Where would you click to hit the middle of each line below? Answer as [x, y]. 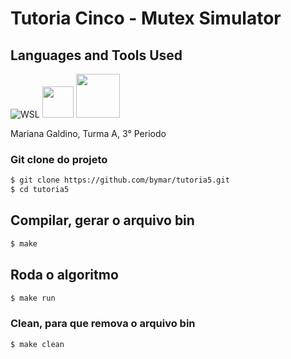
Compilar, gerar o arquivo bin [102, 220]
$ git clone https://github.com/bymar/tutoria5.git [120, 180]
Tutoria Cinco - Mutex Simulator [146, 18]
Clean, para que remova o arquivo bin [103, 324]
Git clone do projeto [59, 159]
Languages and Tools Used [96, 55]
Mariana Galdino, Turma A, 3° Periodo [88, 133]
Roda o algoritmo [64, 275]
